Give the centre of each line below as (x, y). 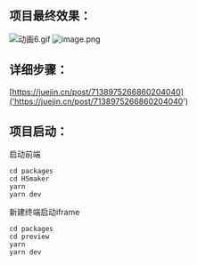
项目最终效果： (50, 16)
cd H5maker (29, 179)
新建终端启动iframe (45, 213)
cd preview (29, 237)
